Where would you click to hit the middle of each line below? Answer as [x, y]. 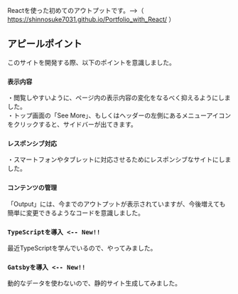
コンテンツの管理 [32, 188]
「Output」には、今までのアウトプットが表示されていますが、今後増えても [117, 204]
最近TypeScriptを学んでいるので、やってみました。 [82, 248]
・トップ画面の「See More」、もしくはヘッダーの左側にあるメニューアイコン [119, 115]
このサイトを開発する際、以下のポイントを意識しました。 [91, 62]
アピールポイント [45, 44]
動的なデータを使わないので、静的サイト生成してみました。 [94, 283]
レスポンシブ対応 [32, 144]
